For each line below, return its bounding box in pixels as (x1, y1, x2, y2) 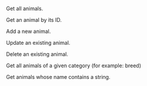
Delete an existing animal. (6, 51, 69, 58)
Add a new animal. (6, 28, 51, 35)
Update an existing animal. (6, 39, 71, 46)
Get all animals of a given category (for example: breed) (6, 62, 142, 69)
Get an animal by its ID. (6, 16, 62, 23)
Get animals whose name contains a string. (6, 74, 111, 80)
